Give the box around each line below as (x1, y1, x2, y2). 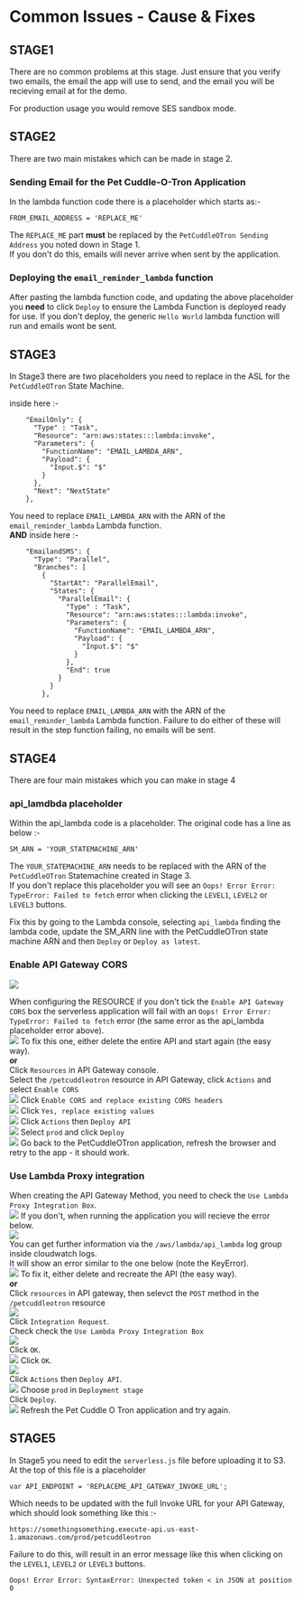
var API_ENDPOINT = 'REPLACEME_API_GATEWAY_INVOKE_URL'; (9, 1482, 228, 1491)
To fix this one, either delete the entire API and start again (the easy (20, 1035, 272, 1046)
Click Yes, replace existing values (20, 1105, 155, 1115)
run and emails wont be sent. (9, 321, 117, 332)
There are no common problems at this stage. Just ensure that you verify (9, 66, 281, 77)
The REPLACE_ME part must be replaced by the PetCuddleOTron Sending (9, 230, 269, 240)
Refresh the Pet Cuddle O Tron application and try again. (20, 1404, 231, 1416)
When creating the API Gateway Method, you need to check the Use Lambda (9, 1190, 289, 1200)
